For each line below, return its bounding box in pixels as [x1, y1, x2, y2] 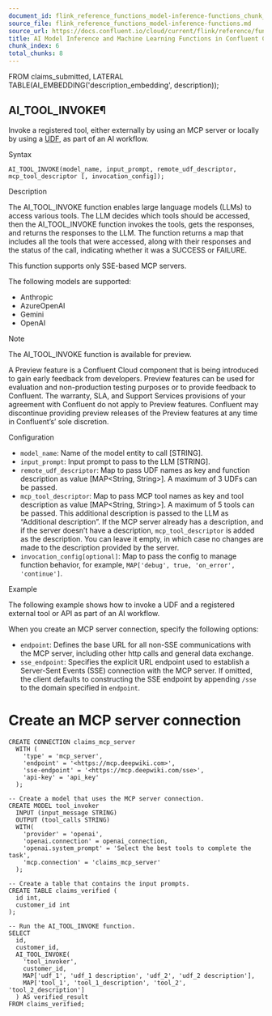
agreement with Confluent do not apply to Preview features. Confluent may [8, 399, 259, 409]
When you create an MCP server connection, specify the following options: [8, 624, 259, 634]
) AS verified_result [15, 993, 89, 1001]
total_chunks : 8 [8, 49, 63, 57]
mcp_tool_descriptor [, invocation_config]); [8, 172, 164, 181]
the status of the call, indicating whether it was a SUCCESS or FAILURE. [8, 244, 248, 255]
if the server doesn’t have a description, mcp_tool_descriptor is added [19, 525, 255, 535]
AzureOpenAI [19, 300, 66, 310]
